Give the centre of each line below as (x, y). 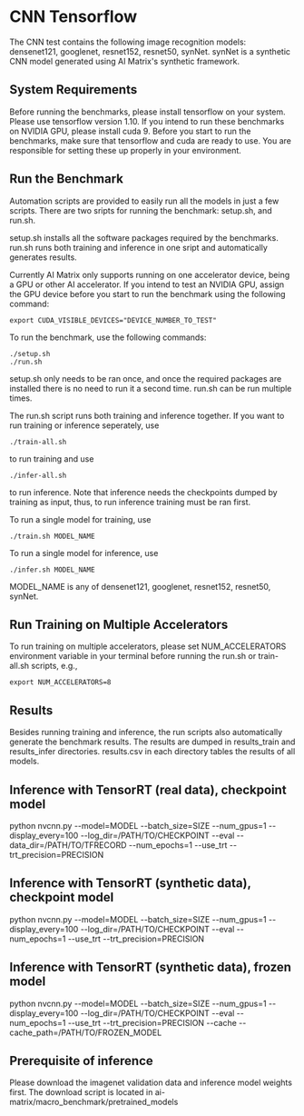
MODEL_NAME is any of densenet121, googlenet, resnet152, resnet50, (140, 586)
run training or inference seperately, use (84, 425)
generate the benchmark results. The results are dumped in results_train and (152, 742)
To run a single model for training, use (80, 519)
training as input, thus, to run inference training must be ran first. (130, 502)
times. (21, 398)
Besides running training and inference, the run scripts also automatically (146, 732)
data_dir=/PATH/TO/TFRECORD (68, 845)
